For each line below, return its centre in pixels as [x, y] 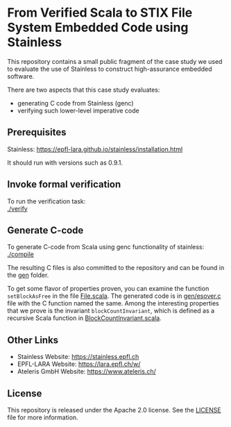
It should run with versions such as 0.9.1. [65, 162]
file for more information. [43, 417]
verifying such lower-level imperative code [78, 110]
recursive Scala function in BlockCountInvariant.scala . [84, 318]
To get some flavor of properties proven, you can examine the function [108, 289]
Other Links [33, 340]
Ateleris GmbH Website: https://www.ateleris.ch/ [86, 371]
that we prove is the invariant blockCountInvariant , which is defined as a [111, 311]
